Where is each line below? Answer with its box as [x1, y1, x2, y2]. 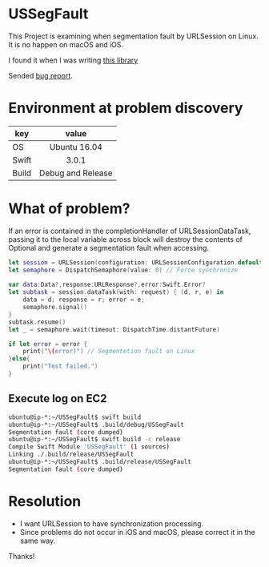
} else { [8, 355, 30, 363]
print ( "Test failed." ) [22, 362, 98, 371]
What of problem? [8, 199, 130, 218]
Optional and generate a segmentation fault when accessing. [8, 243, 210, 252]
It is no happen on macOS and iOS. [8, 39, 124, 49]
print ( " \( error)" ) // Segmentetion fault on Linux [22, 348, 195, 356]
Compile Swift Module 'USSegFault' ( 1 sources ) [8, 443, 171, 451]
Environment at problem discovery [8, 99, 243, 117]
